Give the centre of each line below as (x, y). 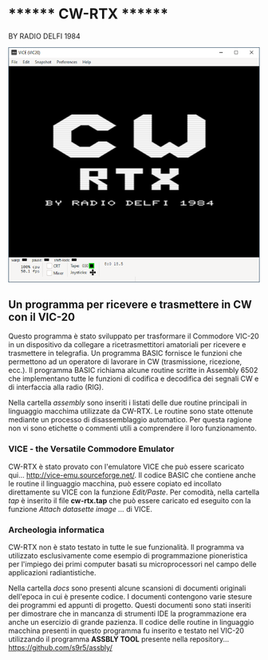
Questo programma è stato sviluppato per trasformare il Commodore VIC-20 (134, 336)
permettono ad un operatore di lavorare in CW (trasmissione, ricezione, (125, 362)
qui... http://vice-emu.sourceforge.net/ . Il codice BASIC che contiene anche (132, 475)
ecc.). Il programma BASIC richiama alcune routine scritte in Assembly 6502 (133, 370)
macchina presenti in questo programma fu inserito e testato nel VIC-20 (126, 631)
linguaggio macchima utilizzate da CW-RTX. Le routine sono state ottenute (131, 411)
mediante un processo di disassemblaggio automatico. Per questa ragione (130, 420)
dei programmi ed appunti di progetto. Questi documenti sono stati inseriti (130, 606)
